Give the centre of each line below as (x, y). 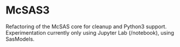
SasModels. (20, 39)
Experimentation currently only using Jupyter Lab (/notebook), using (90, 32)
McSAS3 (28, 10)
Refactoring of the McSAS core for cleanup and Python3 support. (86, 26)
